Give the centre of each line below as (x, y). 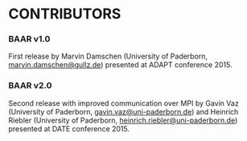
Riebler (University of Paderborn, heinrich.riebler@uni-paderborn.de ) (123, 120)
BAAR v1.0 (29, 39)
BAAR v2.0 (30, 86)
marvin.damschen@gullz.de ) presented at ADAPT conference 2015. (120, 65)
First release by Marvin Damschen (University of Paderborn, (108, 56)
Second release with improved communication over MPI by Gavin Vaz (123, 103)
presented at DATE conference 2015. (69, 128)
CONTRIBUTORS (65, 14)
